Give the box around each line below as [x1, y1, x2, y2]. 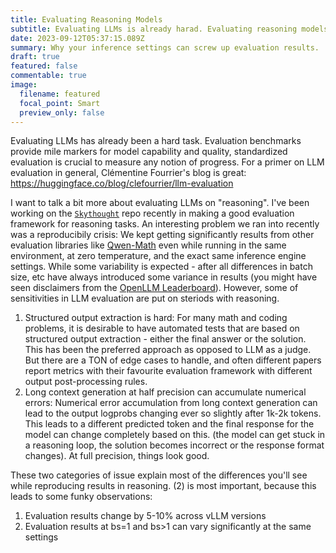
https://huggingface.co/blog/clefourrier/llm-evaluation [10, 177, 234, 190]
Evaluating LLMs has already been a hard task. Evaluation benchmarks [10, 135, 302, 147]
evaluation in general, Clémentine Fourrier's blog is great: [10, 167, 247, 179]
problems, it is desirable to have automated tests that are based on [24, 322, 300, 335]
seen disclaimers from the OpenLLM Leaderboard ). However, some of [10, 282, 299, 294]
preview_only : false [19, 107, 105, 118]
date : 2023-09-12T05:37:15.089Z [10, 33, 145, 43]
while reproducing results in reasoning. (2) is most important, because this [10, 480, 317, 492]
